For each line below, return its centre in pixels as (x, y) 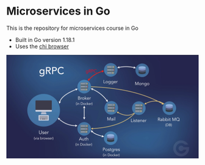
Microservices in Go (58, 11)
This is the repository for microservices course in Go (72, 28)
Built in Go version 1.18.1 (45, 40)
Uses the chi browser (42, 46)
